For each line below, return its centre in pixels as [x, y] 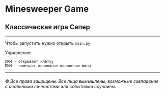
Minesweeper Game [47, 9]
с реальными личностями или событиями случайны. [61, 86]
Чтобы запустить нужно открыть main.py [48, 43]
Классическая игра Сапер [48, 27]
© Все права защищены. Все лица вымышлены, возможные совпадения [82, 81]
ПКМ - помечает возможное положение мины [48, 66]
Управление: [18, 53]
